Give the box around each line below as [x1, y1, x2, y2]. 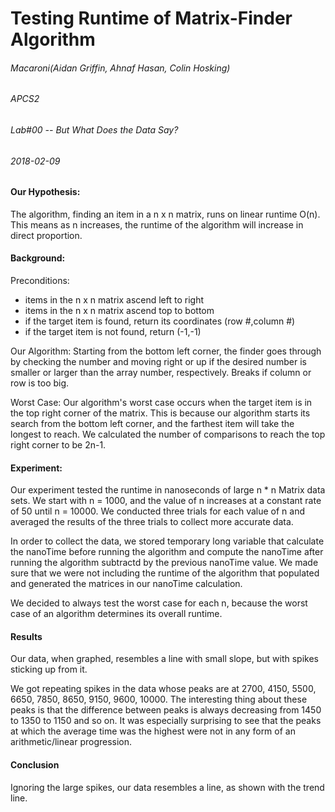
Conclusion [10, 759, 60, 771]
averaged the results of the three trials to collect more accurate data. [10, 516, 294, 528]
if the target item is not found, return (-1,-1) [24, 326, 202, 338]
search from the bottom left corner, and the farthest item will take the [10, 418, 295, 430]
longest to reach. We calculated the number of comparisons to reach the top [10, 428, 326, 441]
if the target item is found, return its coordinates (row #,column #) [24, 315, 296, 327]
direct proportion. [10, 229, 83, 241]
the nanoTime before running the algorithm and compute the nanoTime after [10, 546, 324, 558]
